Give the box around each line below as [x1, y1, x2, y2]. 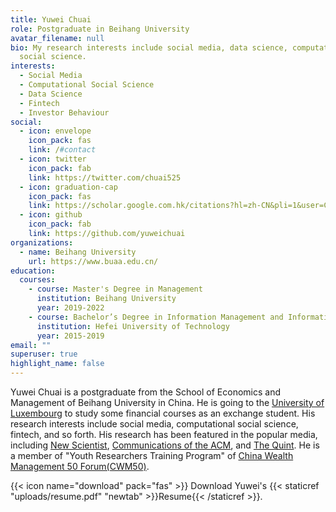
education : [10, 266, 56, 276]
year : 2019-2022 [36, 303, 105, 313]
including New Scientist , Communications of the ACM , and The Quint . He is [10, 439, 320, 451]
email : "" [10, 340, 52, 350]
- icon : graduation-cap [19, 182, 118, 192]
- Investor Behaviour [19, 107, 110, 118]
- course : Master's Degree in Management [28, 284, 203, 295]
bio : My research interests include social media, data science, [10, 42, 288, 53]
